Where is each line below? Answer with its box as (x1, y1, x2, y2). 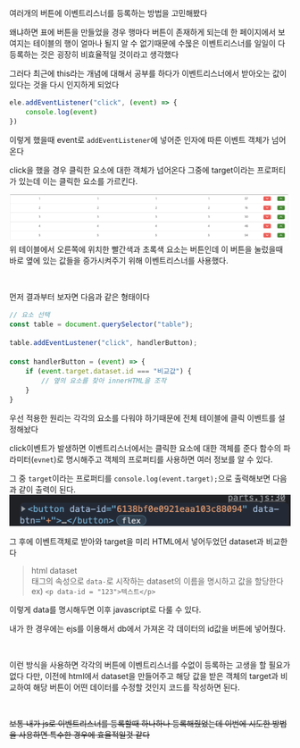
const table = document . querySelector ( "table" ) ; (9, 320, 194, 329)
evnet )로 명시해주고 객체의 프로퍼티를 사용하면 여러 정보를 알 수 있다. (33, 454, 273, 465)
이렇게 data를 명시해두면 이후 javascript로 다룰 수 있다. (9, 604, 202, 615)
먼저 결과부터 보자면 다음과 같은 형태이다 (9, 291, 150, 302)
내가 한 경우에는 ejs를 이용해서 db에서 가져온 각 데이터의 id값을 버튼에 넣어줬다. (9, 624, 286, 635)
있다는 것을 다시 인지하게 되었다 (9, 80, 120, 89)
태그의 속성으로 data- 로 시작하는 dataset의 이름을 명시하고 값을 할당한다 (30, 576, 284, 587)
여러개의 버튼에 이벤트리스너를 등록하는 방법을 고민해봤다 (9, 8, 208, 18)
